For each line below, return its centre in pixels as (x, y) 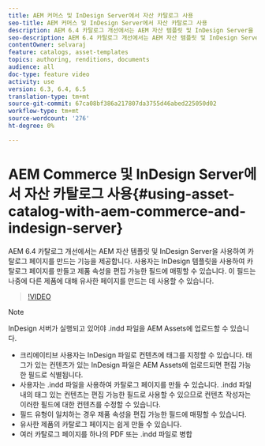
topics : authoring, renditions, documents (79, 60)
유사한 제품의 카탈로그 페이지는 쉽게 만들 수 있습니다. (101, 424)
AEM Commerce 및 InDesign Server (126, 174)
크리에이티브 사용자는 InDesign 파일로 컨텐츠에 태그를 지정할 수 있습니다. (132, 355)
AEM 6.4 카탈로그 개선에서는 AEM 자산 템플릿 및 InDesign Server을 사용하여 (127, 251)
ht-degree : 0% (32, 126)
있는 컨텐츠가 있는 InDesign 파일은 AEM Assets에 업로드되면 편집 (135, 365)
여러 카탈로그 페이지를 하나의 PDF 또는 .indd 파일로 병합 (106, 434)
